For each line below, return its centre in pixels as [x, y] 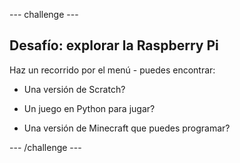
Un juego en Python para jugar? [89, 108]
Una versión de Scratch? [74, 89]
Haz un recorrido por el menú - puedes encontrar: [112, 70]
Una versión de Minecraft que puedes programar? [127, 128]
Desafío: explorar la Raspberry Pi [114, 45]
